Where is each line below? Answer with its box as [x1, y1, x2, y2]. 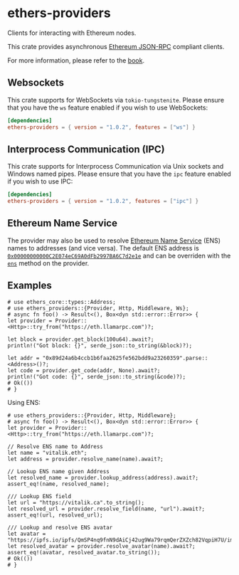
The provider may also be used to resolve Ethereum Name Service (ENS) [7, 236, 221, 245]
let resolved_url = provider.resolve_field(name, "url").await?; [7, 505, 205, 512]
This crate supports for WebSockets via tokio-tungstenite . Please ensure [7, 95, 225, 104]
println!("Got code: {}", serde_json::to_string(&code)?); [7, 373, 186, 380]
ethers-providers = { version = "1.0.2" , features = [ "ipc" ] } [7, 198, 199, 205]
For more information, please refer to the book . [7, 56, 144, 65]
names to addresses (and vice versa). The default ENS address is [7, 243, 199, 252]
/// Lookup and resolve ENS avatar [7, 524, 113, 531]
